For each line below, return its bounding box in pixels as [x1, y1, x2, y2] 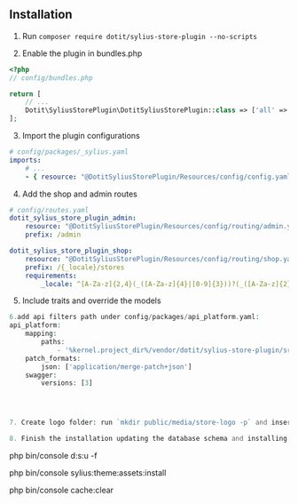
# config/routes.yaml [9, 205, 90, 214]
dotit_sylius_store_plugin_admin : [9, 213, 137, 223]
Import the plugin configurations [21, 131, 140, 141]
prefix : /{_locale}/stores [25, 262, 125, 272]
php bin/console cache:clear [9, 484, 114, 496]
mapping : [25, 329, 58, 339]
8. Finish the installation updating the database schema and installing [9, 435, 288, 444]
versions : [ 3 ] [41, 379, 93, 388]
